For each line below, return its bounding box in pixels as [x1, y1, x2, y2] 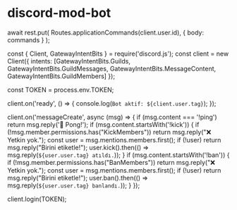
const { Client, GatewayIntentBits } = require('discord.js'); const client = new [7, 49, 229, 58]
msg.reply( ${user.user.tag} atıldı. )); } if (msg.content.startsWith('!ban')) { [7, 150, 230, 159]
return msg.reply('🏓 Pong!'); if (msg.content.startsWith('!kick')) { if [7, 120, 200, 128]
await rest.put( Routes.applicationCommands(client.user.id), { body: [7, 28, 205, 37]
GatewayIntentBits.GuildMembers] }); [7, 72, 115, 80]
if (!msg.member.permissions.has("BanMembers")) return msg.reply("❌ [7, 158, 215, 166]
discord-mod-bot [7, 5, 111, 21]
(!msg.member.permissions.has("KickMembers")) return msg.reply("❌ [7, 128, 212, 136]
